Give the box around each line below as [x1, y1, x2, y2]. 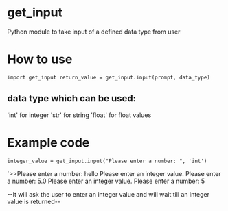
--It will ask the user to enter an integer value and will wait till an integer [7, 190, 210, 198]
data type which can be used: [7, 92, 137, 104]
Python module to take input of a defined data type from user [7, 27, 181, 36]
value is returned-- [7, 197, 60, 206]
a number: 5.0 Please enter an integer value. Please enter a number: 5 [7, 177, 205, 185]
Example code [7, 135, 90, 150]
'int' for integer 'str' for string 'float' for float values [7, 111, 152, 119]
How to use [7, 51, 73, 67]
